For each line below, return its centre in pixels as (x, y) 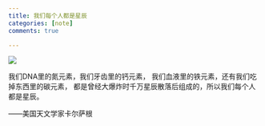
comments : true (34, 30)
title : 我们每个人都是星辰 (48, 16)
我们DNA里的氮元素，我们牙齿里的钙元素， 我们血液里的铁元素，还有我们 (129, 76)
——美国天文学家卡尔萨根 (50, 114)
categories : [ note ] (41, 23)
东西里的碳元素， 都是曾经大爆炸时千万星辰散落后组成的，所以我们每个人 (135, 87)
